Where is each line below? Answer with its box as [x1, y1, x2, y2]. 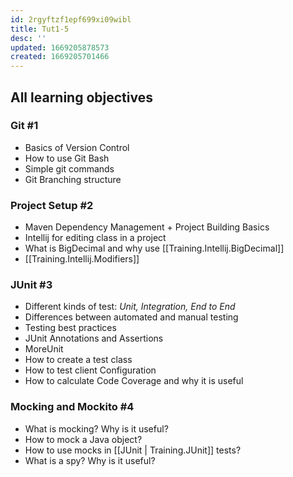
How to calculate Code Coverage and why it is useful [24, 375, 244, 387]
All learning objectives [10, 89, 153, 106]
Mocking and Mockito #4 [10, 400, 135, 414]
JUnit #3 [10, 278, 53, 292]
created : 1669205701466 [10, 52, 110, 62]
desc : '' [10, 33, 47, 43]
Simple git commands [24, 162, 115, 175]
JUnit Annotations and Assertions [24, 332, 164, 345]
